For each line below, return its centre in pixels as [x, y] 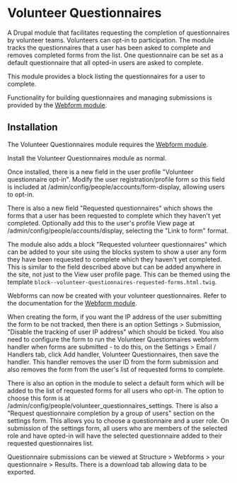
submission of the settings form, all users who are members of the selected [117, 428]
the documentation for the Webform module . [73, 303]
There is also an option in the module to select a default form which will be [116, 383]
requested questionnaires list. [51, 443]
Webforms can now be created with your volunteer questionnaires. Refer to [117, 296]
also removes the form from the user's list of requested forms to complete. [116, 369]
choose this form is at [39, 398]
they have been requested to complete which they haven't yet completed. [115, 259]
